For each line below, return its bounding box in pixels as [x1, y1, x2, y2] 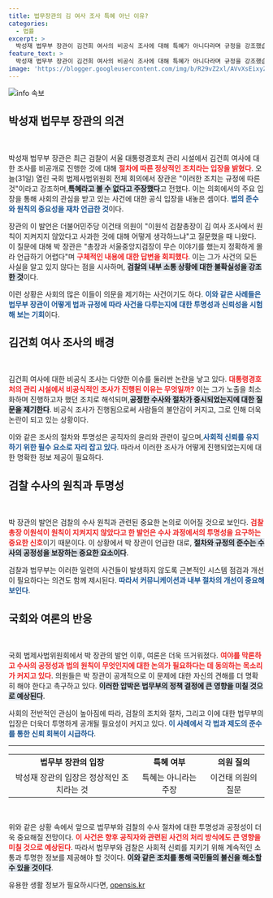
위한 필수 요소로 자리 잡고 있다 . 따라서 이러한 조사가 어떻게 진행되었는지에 [23, 442, 253, 452]
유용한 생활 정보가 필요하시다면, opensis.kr [8, 880, 145, 890]
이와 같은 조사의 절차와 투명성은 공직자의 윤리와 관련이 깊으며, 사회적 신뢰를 [8, 432, 245, 442]
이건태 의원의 [210, 772, 258, 783]
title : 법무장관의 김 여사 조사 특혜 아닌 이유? [8, 11, 149, 20]
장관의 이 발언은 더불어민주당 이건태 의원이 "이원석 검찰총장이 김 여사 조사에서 [8, 221, 254, 231]
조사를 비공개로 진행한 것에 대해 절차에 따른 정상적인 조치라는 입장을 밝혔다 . [16, 163, 254, 173]
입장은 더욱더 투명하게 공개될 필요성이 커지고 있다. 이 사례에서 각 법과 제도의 [8, 718, 248, 728]
